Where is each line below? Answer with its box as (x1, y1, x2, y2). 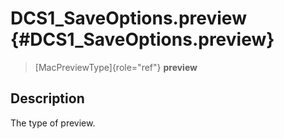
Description (10, 90, 85, 107)
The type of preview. (10, 117, 96, 129)
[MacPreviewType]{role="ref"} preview (34, 61, 198, 73)
